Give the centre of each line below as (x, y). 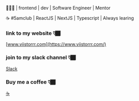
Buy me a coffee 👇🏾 (31, 82)
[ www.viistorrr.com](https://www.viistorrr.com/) (56, 44)
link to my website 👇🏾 (33, 33)
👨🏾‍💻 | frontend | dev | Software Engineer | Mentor (58, 8)
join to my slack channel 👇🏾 (41, 58)
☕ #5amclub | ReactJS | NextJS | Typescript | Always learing (70, 18)
